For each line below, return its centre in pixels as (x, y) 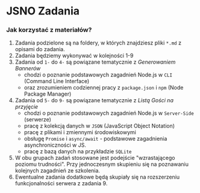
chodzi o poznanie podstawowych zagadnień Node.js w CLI (98, 75)
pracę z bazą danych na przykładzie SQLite (78, 152)
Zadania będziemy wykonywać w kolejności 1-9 (74, 56)
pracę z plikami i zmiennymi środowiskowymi (80, 132)
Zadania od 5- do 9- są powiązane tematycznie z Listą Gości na (94, 100)
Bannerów (28, 69)
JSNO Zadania (43, 11)
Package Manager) (48, 94)
